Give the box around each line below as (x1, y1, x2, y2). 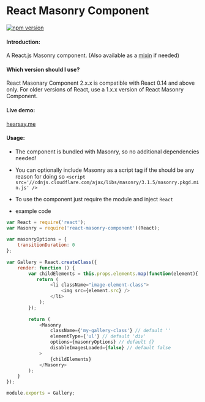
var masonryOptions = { (6, 236, 67, 242)
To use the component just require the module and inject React (15, 195, 173, 203)
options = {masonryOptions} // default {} (50, 339, 155, 346)
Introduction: (6, 38, 41, 45)
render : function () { (17, 265, 75, 271)
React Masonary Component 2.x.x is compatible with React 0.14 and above (6, 79, 195, 87)
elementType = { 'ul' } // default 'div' (50, 333, 147, 339)
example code (15, 207, 51, 215)
